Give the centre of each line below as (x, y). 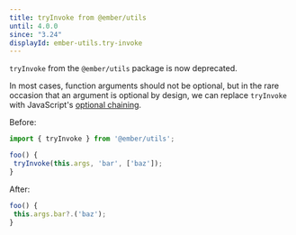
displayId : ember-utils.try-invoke (76, 43)
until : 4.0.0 (34, 26)
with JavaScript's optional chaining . (76, 105)
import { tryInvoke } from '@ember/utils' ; (92, 139)
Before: (23, 122)
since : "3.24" (36, 34)
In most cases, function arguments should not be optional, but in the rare (144, 86)
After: (20, 189)
